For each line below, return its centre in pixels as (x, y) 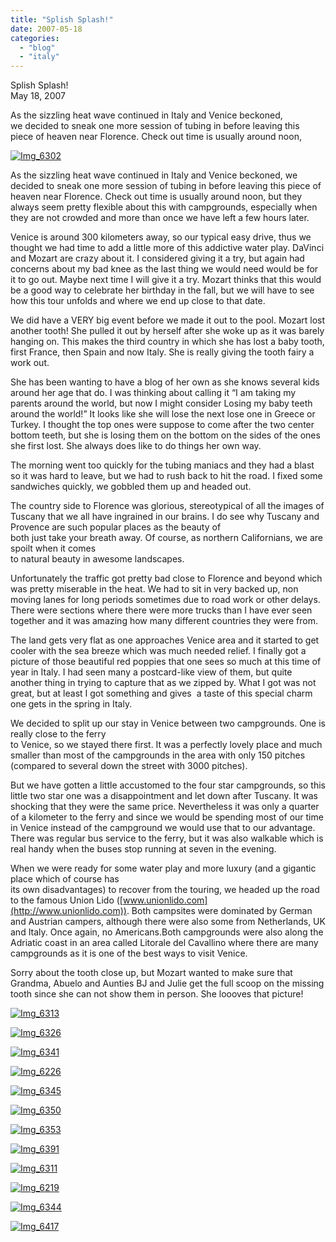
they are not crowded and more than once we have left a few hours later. (160, 218)
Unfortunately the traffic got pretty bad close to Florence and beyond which (166, 578)
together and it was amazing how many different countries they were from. (164, 621)
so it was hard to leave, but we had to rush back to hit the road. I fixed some (166, 476)
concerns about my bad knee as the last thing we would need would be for (164, 269)
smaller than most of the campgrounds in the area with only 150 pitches (158, 755)
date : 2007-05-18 (46, 29)
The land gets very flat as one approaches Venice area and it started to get (165, 640)
